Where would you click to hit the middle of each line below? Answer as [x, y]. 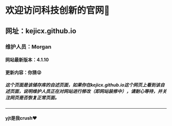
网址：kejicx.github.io [41, 31]
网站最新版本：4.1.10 [27, 60]
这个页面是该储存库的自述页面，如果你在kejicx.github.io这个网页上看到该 [83, 85]
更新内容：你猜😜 [24, 72]
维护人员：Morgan [28, 46]
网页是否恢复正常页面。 [34, 98]
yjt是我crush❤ [21, 118]
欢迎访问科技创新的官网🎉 [58, 10]
